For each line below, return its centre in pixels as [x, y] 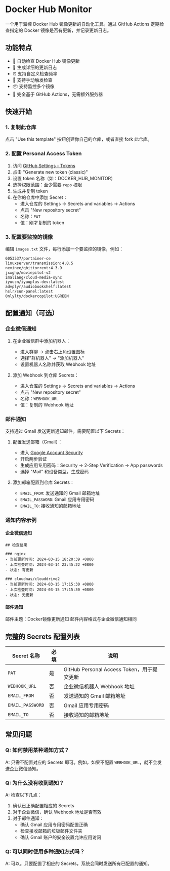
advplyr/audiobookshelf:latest [38, 287]
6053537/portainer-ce [28, 259]
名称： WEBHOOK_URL [39, 398]
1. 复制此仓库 [21, 128]
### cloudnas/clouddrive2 [32, 579]
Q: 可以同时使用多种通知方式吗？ [45, 851]
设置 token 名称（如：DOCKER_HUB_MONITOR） [64, 178]
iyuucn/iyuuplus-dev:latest [35, 282]
